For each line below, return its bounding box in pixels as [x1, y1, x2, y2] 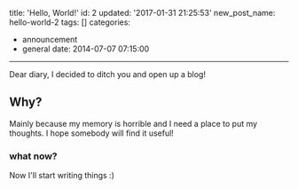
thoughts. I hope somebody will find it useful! [9, 128, 175, 138]
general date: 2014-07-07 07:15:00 [21, 43, 150, 54]
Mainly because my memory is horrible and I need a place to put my [9, 118, 258, 129]
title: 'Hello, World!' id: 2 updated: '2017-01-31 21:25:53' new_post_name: [9, 8, 276, 18]
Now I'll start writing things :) [9, 170, 115, 181]
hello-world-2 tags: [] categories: [9, 17, 131, 28]
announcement [21, 35, 78, 44]
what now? [9, 150, 58, 162]
